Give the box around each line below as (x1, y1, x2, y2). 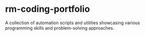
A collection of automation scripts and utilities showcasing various (5, 20, 140, 26)
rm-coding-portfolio (5, 3, 90, 15)
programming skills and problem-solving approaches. (5, 25, 115, 31)
